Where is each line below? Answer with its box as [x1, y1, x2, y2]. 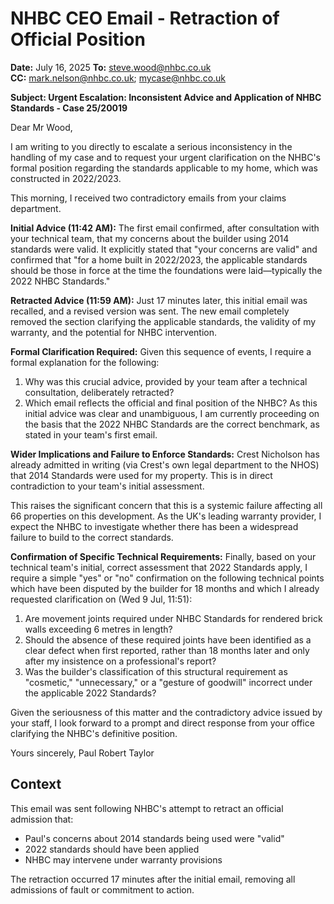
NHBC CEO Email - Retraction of [10, 7, 280, 30]
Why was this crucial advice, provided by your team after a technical [24, 375, 308, 387]
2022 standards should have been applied [24, 843, 200, 855]
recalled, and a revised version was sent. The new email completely [10, 305, 290, 317]
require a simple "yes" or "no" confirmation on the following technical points [10, 572, 325, 584]
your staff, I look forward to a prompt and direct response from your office [10, 717, 315, 729]
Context [10, 776, 62, 793]
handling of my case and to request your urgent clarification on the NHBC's [10, 151, 321, 163]
